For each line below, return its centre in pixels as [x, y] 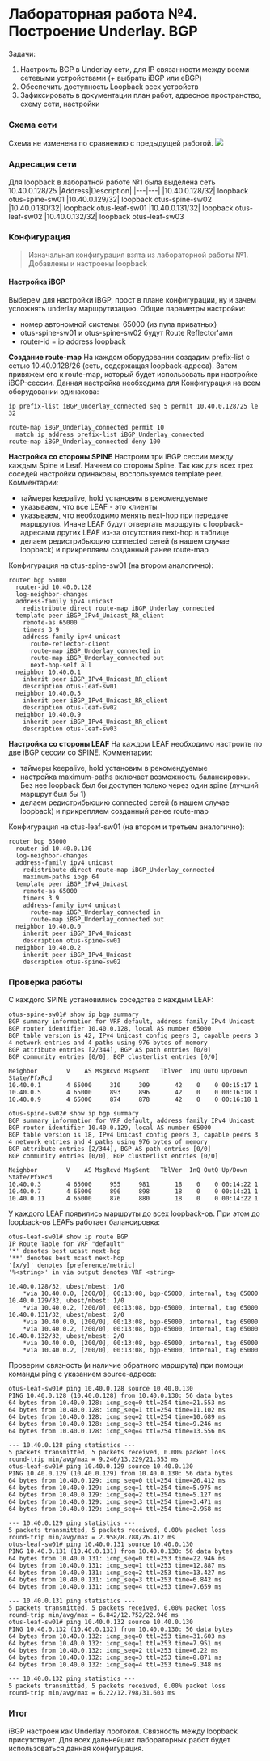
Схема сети [33, 125]
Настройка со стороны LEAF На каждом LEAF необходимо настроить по [135, 744]
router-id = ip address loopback [73, 341]
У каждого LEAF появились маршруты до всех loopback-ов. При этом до [134, 1213]
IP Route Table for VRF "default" [67, 1244]
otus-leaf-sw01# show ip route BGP [68, 1237]
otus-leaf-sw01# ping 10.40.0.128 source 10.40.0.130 [101, 1389]
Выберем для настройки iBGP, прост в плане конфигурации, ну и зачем [133, 300]
